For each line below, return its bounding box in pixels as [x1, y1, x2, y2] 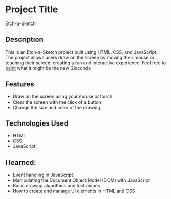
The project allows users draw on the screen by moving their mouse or [5, 54, 155, 60]
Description [5, 35, 44, 44]
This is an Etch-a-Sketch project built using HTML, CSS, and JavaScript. [5, 48, 158, 55]
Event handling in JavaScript [12, 172, 73, 178]
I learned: [5, 158, 37, 167]
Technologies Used [5, 119, 68, 128]
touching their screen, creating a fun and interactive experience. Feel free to [5, 60, 166, 66]
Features [5, 80, 34, 89]
